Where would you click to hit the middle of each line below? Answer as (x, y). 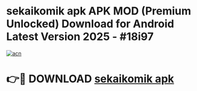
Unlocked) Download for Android (90, 24)
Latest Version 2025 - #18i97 (80, 37)
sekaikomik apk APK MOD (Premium (99, 11)
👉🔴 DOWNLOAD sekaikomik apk (90, 79)
